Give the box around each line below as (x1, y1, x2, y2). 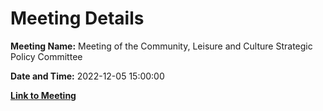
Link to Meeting (10, 89, 77, 101)
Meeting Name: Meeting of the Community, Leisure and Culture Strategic (10, 40, 313, 52)
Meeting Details (10, 7, 145, 30)
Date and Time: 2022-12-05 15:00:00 (10, 70, 165, 82)
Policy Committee (10, 50, 83, 62)
